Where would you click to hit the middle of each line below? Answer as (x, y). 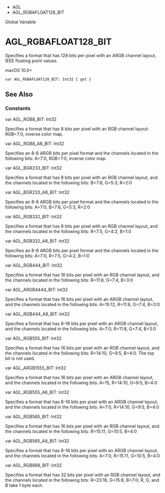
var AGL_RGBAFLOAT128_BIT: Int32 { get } (48, 79)
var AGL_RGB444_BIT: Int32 (34, 265)
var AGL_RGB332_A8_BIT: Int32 (37, 241)
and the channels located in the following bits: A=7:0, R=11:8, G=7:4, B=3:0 (81, 329)
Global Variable (20, 22)
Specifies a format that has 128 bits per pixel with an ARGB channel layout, (81, 55)
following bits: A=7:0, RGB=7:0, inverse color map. (56, 158)
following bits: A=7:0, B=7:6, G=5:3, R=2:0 (48, 207)
